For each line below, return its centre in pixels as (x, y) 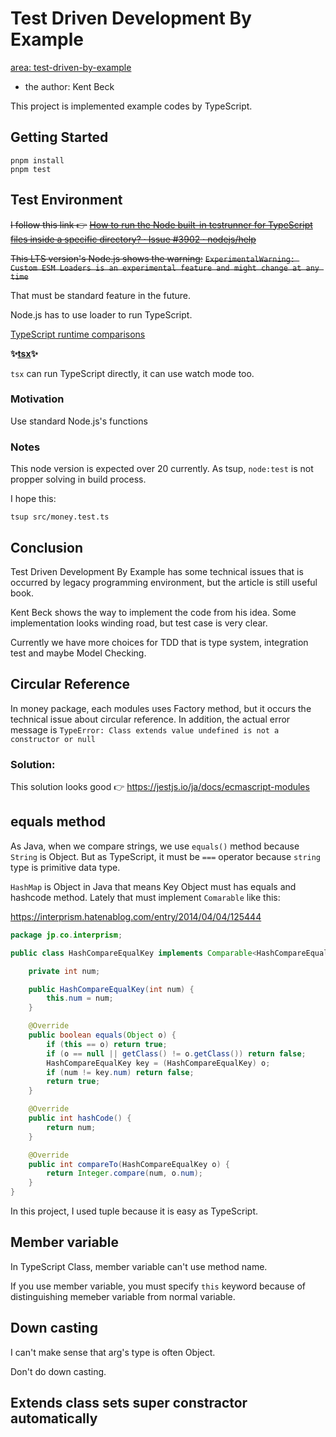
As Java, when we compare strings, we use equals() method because (155, 846)
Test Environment (66, 200)
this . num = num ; (80, 998)
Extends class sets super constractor (129, 1403)
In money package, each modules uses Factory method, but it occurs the (161, 708)
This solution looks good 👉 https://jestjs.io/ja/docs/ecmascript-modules (160, 787)
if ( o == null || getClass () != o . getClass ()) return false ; (176, 1053)
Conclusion (47, 547)
